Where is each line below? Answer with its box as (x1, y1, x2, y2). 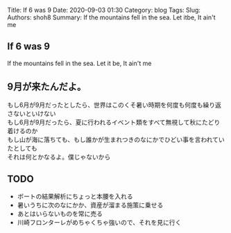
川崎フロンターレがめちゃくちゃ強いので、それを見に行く (17, 218, 182, 227)
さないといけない (7, 109, 56, 117)
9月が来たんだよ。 (7, 81, 87, 93)
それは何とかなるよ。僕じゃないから (7, 153, 111, 161)
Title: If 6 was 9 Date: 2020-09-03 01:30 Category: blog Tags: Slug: (7, 6, 201, 14)
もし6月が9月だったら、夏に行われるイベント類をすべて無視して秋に (7, 118, 203, 126)
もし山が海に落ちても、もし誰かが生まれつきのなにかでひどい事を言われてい (7, 135, 225, 144)
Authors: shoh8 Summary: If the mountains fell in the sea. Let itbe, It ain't (7, 13, 216, 21)
